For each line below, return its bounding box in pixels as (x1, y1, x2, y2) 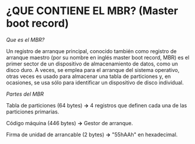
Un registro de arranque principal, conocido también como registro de (6, 47, 177, 54)
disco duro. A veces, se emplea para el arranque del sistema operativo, (6, 66, 180, 73)
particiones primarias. (6, 108, 60, 115)
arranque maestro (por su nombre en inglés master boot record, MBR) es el (6, 54, 190, 61)
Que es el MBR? (6, 36, 45, 43)
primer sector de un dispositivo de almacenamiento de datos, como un (6, 60, 178, 67)
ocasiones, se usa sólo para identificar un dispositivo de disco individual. (6, 78, 184, 86)
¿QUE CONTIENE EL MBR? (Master (6, 4, 178, 18)
